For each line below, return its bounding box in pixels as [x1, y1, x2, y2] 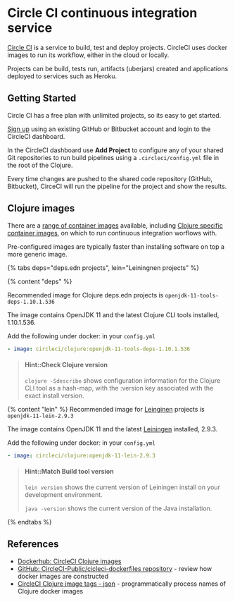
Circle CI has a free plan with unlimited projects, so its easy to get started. [7, 111, 222, 119]
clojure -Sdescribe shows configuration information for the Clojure [24, 376, 221, 385]
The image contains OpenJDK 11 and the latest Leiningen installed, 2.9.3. [7, 424, 218, 433]
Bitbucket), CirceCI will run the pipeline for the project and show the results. [7, 182, 227, 190]
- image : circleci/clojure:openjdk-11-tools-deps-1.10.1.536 [7, 345, 191, 352]
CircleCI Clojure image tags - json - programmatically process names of [17, 579, 227, 588]
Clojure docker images [17, 586, 83, 595]
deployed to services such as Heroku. [7, 72, 118, 80]
